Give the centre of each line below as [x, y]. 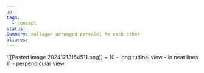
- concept [24, 23]
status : [16, 29]
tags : [13, 17]
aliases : [17, 40]
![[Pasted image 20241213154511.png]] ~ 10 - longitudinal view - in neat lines [102, 57]
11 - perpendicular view [36, 63]
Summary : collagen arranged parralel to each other [73, 34]
